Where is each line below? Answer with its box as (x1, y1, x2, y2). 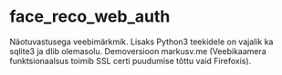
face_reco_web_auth (9, 6, 171, 27)
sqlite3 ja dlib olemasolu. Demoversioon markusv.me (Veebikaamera (9, 45, 266, 56)
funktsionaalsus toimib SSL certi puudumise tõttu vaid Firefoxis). (9, 55, 252, 66)
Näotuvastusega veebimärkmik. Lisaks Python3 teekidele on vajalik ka (9, 36, 274, 47)
